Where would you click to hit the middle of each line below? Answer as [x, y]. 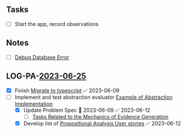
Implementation [34, 103]
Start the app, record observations [57, 24]
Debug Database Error [42, 57]
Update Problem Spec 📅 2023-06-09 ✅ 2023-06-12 [87, 110]
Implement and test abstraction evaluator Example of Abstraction [93, 97]
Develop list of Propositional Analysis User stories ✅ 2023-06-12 [102, 123]
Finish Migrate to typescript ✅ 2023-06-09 [67, 90]
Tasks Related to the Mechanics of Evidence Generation [100, 116]
